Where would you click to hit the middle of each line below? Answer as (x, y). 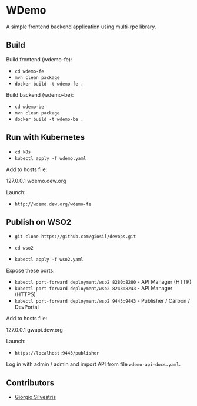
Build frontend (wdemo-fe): (39, 59)
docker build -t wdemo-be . (49, 119)
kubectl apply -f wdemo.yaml (50, 158)
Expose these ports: (30, 271)
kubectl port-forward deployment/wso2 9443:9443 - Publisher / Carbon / (102, 301)
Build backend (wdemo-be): (40, 94)
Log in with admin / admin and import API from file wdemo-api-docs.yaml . (94, 364)
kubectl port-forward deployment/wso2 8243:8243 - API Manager (94, 288)
